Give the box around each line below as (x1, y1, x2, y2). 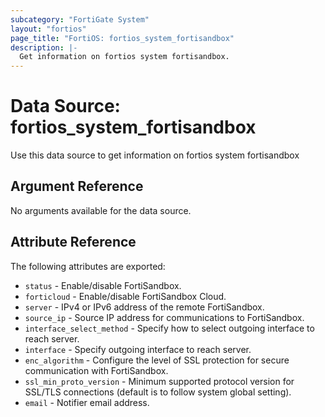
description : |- (10, 42, 78, 53)
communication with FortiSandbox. (24, 364, 169, 376)
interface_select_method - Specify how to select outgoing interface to (24, 322, 315, 334)
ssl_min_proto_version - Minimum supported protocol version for (24, 375, 295, 387)
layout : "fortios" (10, 24, 87, 34)
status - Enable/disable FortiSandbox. (24, 279, 182, 291)
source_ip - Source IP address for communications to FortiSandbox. (24, 311, 305, 323)
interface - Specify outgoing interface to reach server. (24, 343, 252, 355)
